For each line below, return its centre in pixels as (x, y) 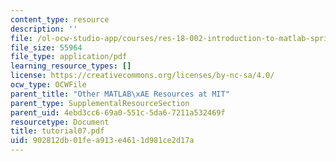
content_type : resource (60, 19)
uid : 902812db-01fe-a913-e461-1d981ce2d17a (102, 141)
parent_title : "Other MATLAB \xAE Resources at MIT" (120, 94)
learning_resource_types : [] (71, 66)
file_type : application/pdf (69, 57)
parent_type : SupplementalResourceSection (100, 103)
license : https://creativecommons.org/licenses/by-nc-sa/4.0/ (142, 76)
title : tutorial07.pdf (57, 131)
